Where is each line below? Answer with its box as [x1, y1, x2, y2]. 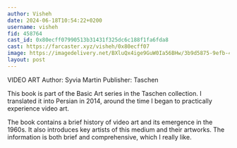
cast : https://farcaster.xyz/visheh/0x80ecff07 [7, 43, 150, 50]
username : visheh [7, 23, 59, 30]
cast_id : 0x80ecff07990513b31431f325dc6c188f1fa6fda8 [7, 37, 169, 44]
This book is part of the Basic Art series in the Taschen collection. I [7, 89, 202, 97]
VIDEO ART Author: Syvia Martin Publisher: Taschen [7, 75, 159, 84]
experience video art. [7, 104, 69, 113]
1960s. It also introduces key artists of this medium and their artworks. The [7, 125, 225, 134]
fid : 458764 [7, 30, 42, 37]
